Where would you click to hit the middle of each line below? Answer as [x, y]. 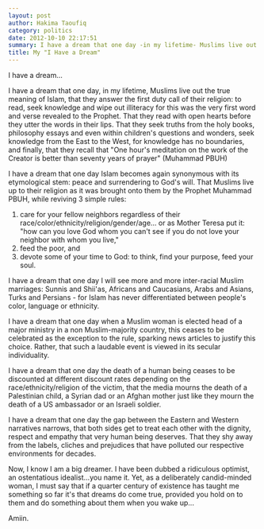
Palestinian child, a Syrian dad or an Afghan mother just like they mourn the [131, 396]
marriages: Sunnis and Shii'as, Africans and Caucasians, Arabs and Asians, [131, 289]
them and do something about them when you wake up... [101, 503]
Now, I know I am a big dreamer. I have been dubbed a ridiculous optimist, [129, 469]
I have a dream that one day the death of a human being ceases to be [122, 370]
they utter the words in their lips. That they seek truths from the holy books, [132, 124]
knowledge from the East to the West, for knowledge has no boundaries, [126, 141]
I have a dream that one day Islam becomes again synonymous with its [124, 173]
